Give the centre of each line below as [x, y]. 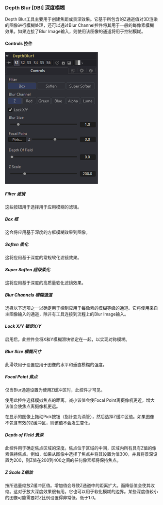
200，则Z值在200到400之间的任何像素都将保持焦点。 [67, 460]
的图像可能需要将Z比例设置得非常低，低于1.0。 [52, 498]
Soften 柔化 [17, 244]
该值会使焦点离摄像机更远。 [33, 406]
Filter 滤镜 [15, 194]
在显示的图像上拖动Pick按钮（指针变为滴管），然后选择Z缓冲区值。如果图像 [80, 417]
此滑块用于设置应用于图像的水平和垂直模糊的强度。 [56, 365]
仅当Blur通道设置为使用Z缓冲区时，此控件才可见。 [55, 390]
